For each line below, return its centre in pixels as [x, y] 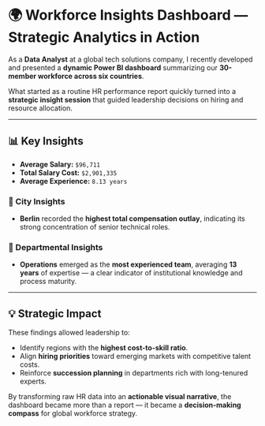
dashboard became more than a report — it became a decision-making [125, 405]
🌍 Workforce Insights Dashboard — [128, 15]
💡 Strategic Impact [55, 314]
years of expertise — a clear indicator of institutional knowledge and [131, 273]
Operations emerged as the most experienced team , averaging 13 [128, 264]
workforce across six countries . [91, 76]
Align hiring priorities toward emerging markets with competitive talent [135, 357]
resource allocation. [41, 108]
